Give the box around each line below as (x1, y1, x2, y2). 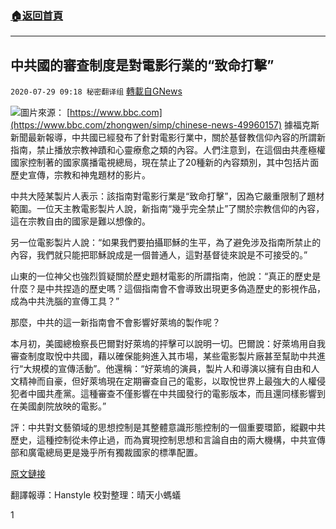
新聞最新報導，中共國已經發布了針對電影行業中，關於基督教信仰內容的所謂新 (10, 132, 326, 144)
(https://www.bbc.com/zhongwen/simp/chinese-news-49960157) (10, 119, 282, 131)
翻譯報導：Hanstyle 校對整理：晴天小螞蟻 (10, 489, 182, 501)
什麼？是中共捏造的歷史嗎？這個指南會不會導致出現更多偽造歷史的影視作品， (10, 283, 326, 295)
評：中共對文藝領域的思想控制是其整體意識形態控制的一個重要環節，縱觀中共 (10, 422, 326, 434)
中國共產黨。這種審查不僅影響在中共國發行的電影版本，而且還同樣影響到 (27, 388, 326, 400)
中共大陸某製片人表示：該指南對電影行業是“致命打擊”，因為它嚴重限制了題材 (10, 190, 325, 202)
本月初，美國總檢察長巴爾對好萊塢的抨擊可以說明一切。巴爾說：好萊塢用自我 (10, 338, 326, 350)
